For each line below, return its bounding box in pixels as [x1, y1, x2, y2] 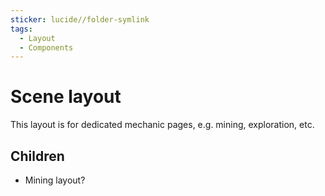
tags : [10, 24, 33, 34]
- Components [19, 42, 74, 53]
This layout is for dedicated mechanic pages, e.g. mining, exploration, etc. [10, 119, 315, 131]
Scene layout [10, 86, 122, 108]
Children [10, 147, 65, 165]
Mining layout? [24, 174, 86, 186]
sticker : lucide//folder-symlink [10, 14, 150, 25]
